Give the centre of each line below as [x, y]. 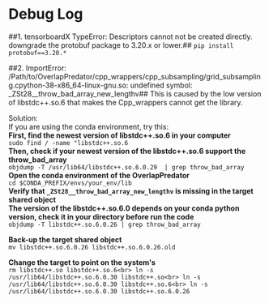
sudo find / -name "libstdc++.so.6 [68, 143]
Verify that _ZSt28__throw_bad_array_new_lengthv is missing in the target [131, 190]
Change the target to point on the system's [82, 262]
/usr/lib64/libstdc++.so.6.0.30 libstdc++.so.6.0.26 [99, 291]
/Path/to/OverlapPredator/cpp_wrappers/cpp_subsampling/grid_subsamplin [135, 76]
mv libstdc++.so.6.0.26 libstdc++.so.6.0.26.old [92, 247]
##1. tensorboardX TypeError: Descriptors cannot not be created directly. [130, 36]
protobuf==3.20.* [38, 53]
